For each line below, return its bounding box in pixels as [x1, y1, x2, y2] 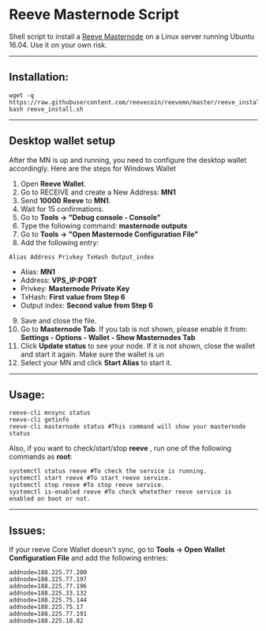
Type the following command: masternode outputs [20, 221, 188, 230]
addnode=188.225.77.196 [9, 583, 88, 591]
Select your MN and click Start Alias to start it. [20, 357, 173, 367]
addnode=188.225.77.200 [9, 569, 88, 576]
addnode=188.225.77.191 [9, 610, 88, 618]
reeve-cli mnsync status [9, 409, 91, 417]
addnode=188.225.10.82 [9, 617, 84, 625]
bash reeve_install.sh [9, 105, 84, 113]
